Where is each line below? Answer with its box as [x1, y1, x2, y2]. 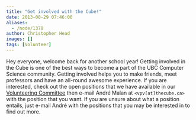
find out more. [6, 108, 41, 115]
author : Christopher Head [6, 31, 70, 37]
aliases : [6, 20, 28, 25]
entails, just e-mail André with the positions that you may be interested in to [6, 102, 191, 109]
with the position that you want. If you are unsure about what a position [6, 95, 179, 102]
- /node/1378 [11, 25, 44, 31]
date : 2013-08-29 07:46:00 [6, 14, 73, 20]
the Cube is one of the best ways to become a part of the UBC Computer [6, 64, 184, 71]
